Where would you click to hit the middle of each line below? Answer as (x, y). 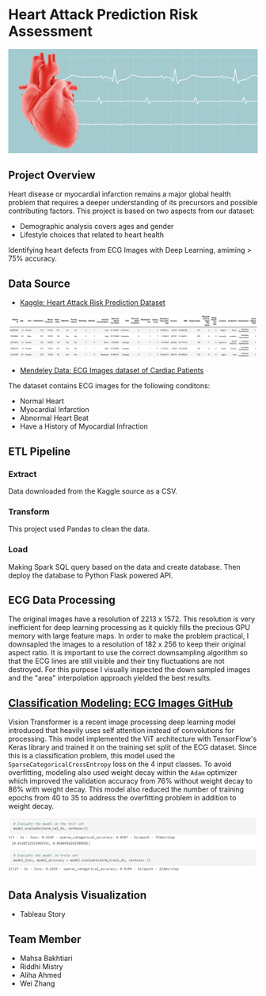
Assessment (50, 31)
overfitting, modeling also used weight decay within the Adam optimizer (123, 773)
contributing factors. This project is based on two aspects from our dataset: (131, 211)
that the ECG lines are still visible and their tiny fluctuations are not (116, 661)
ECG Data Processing (62, 600)
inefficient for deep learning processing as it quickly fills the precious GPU (129, 628)
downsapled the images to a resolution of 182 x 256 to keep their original (127, 644)
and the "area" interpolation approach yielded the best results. (110, 678)
